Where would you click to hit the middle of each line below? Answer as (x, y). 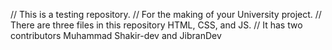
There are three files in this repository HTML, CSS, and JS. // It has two (156, 25)
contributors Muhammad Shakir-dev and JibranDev (116, 35)
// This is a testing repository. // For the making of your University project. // (166, 14)
